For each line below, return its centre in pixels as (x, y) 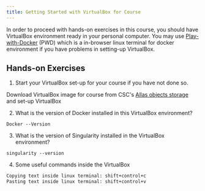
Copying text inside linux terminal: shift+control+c (76, 176)
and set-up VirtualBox (34, 101)
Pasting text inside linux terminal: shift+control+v (76, 182)
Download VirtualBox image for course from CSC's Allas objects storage (97, 95)
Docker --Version (28, 124)
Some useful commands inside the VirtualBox (73, 165)
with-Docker (22, 42)
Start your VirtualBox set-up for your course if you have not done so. (102, 83)
